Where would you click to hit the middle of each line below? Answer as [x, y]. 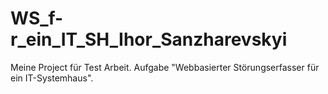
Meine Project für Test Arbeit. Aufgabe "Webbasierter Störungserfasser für [165, 67]
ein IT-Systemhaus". [52, 78]
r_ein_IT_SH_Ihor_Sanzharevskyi [149, 39]
